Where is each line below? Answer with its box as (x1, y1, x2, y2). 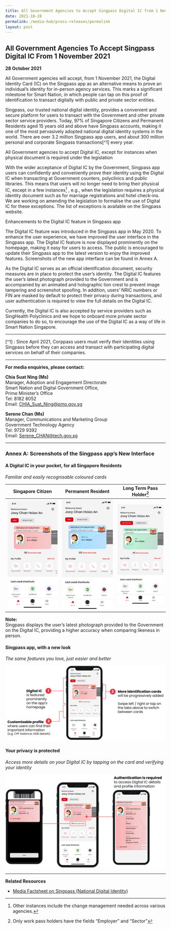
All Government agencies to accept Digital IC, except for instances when (5, 149, 157, 155)
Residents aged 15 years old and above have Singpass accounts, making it (5, 123, 161, 129)
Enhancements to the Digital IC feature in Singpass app (5, 218, 121, 224)
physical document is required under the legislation (5, 154, 113, 161)
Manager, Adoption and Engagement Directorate (5, 379, 107, 385)
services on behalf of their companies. (5, 349, 87, 355)
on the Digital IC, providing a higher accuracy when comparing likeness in (5, 627, 160, 633)
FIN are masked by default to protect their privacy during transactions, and (5, 292, 162, 298)
